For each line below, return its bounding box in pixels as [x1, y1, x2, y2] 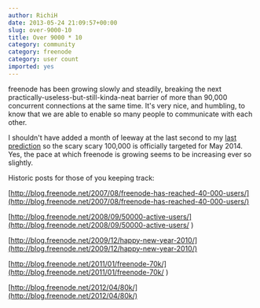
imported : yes [8, 63, 55, 71]
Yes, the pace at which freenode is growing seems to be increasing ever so [8, 149, 252, 159]
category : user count [8, 56, 79, 64]
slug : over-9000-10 [8, 26, 72, 34]
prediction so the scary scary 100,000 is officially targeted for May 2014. [8, 141, 244, 150]
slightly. [8, 158, 34, 167]
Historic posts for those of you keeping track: [8, 173, 155, 182]
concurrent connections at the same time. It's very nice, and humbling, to [8, 101, 246, 110]
